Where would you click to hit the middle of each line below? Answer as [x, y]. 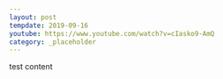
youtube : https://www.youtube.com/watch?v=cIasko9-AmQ [112, 33]
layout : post [33, 17]
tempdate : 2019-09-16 [49, 25]
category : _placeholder [53, 42]
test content [31, 67]
